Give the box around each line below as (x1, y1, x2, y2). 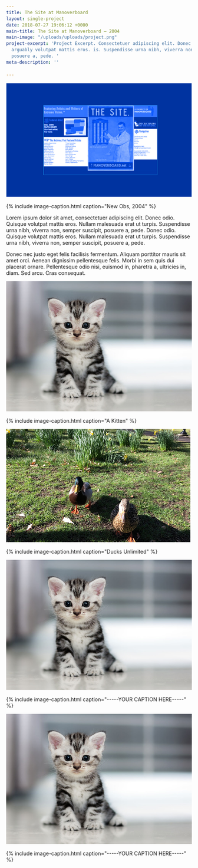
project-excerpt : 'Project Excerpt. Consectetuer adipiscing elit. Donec (6, 41, 192, 47)
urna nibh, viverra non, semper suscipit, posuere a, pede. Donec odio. (6, 227, 176, 234)
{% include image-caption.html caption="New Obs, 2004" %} (6, 203, 156, 210)
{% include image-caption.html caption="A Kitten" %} (6, 417, 137, 425)
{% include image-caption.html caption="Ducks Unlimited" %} (6, 548, 158, 555)
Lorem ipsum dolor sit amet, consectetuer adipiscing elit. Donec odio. (6, 214, 175, 221)
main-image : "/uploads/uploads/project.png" (6, 34, 117, 41)
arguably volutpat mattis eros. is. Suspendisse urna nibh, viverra (11, 47, 183, 53)
